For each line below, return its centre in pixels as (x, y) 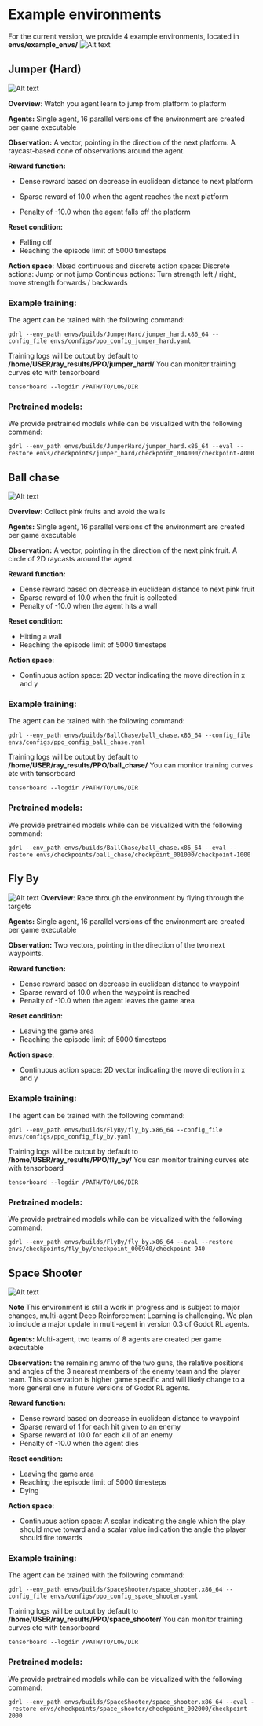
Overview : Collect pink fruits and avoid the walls (87, 512)
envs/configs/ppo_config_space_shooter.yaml (124, 1597)
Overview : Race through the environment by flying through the (142, 897)
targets (20, 906)
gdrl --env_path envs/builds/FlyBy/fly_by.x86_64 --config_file (115, 1130)
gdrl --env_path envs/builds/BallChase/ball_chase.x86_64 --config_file (130, 736)
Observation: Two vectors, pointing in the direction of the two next (117, 944)
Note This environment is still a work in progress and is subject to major (124, 1307)
